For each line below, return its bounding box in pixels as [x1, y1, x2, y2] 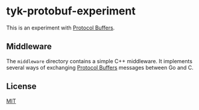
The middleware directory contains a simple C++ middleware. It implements [6, 57, 193, 64]
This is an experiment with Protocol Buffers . [6, 24, 115, 31]
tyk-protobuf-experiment [6, 4, 136, 18]
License [6, 81, 37, 91]
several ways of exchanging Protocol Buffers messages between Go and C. [6, 64, 194, 71]
